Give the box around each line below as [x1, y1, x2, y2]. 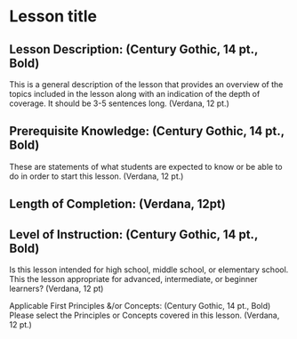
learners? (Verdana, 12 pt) [9, 283, 104, 295]
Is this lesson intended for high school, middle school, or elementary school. [9, 264, 289, 275]
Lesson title [9, 6, 98, 27]
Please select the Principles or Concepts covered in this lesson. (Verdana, [9, 310, 280, 321]
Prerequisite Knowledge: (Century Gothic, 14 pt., [9, 124, 285, 139]
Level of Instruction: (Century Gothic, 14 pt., [9, 227, 258, 242]
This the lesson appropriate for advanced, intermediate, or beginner [9, 274, 258, 285]
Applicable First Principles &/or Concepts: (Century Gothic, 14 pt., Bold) [9, 301, 271, 311]
